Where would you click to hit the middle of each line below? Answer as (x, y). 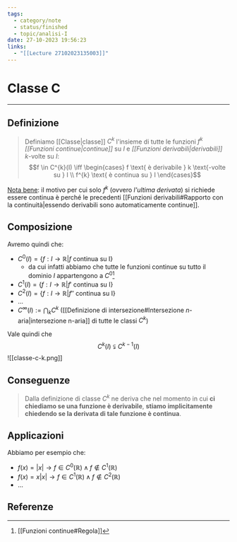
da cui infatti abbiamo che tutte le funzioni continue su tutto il (117, 267)
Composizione (40, 227)
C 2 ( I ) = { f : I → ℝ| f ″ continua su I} (67, 293)
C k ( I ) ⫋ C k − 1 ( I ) (119, 346)
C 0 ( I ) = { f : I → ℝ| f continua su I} (65, 258)
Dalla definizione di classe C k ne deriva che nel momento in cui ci (120, 398)
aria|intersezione (42, 321)
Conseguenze (39, 380)
